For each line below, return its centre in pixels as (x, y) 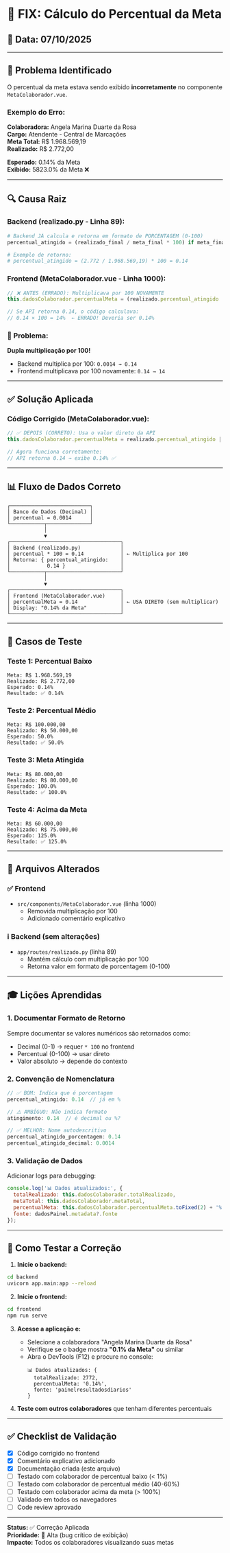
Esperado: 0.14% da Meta (44, 162)
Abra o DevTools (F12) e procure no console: (90, 1356)
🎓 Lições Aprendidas (54, 995)
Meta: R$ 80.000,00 (35, 774)
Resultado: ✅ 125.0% (37, 841)
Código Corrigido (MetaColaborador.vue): (78, 419)
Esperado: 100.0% (32, 786)
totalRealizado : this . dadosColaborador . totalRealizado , (94, 1195)
